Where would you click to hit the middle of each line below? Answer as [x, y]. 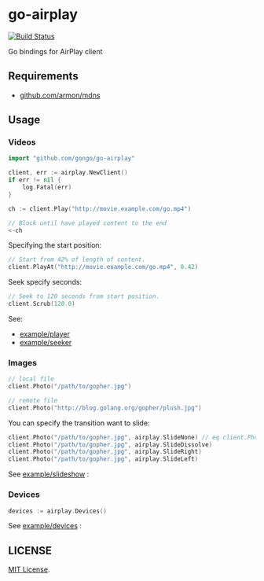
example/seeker [46, 342]
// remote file [33, 400]
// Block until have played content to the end [88, 223]
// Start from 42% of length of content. [77, 260]
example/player [45, 334]
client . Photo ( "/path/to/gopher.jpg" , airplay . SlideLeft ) [103, 459]
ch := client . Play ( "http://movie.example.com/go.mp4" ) [100, 209]
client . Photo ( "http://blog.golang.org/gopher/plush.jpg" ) [105, 408]
